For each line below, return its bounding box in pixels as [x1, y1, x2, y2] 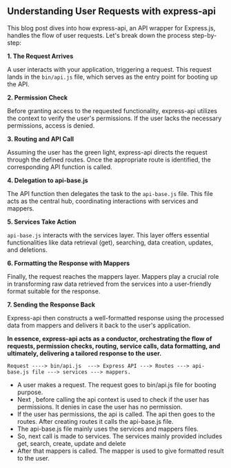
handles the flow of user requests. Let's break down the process [7, 31, 191, 39]
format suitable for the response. [7, 286, 101, 295]
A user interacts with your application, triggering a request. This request [7, 65, 212, 73]
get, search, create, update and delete [17, 439, 126, 447]
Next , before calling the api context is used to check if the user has [17, 395, 210, 403]
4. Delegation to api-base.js [7, 176, 88, 184]
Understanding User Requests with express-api [7, 6, 216, 17]
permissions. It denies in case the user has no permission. [17, 402, 183, 411]
